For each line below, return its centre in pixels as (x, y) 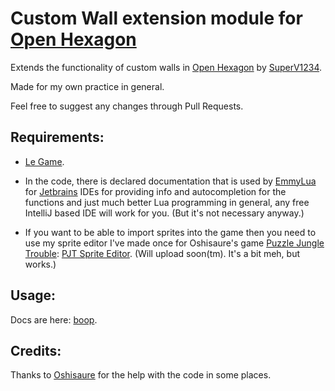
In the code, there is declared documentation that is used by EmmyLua (170, 181)
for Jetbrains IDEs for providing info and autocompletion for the (155, 191)
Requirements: (57, 137)
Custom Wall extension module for (156, 18)
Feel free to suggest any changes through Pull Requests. (127, 106)
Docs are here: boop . (54, 319)
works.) (40, 264)
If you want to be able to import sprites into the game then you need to (170, 232)
